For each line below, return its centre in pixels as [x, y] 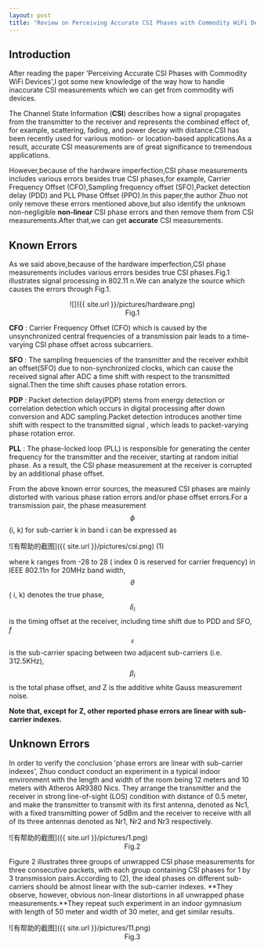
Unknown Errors [49, 744]
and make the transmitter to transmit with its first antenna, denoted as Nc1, [129, 805]
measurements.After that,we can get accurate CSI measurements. [116, 221]
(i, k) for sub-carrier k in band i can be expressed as [93, 530]
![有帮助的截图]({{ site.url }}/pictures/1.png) [78, 838]
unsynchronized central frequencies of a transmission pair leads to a [120, 336]
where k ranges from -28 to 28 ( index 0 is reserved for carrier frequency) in [132, 562]
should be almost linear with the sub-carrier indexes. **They [134, 886]
